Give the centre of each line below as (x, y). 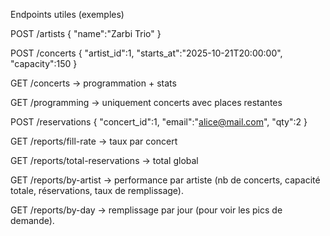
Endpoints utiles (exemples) (67, 14)
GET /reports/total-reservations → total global (104, 160)
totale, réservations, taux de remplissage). (97, 190)
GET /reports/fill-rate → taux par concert (94, 141)
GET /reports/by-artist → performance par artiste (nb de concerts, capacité (165, 180)
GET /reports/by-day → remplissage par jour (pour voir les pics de (146, 210)
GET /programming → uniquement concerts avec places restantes (146, 102)
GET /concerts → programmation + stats (93, 83)
